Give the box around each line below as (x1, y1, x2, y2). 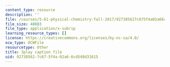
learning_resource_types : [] (5, 31, 67, 36)
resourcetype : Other (5, 45, 49, 50)
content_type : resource (5, 7, 56, 13)
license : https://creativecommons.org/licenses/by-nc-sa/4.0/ (5, 36, 139, 41)
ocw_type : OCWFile (5, 40, 44, 45)
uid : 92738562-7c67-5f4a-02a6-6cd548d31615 (5, 54, 99, 59)
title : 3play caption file (5, 49, 62, 54)
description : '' (5, 12, 39, 17)
